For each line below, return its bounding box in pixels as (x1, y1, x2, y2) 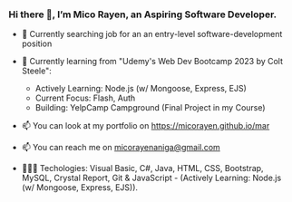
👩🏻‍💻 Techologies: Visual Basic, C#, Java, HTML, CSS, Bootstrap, (21, 163, 264, 174)
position (21, 38, 53, 49)
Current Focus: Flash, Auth (34, 92, 136, 103)
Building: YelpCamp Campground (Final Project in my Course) (34, 102, 266, 113)
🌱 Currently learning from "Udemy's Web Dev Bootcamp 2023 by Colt (21, 56, 283, 67)
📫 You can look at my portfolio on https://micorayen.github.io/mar (21, 120, 270, 131)
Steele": (21, 65, 52, 76)
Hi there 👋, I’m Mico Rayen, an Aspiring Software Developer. (8, 8, 277, 21)
